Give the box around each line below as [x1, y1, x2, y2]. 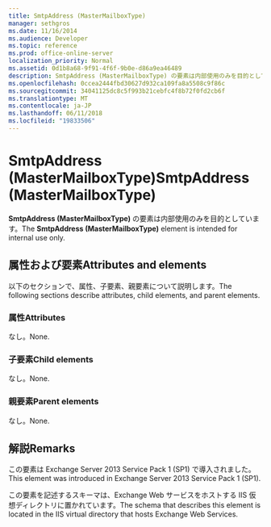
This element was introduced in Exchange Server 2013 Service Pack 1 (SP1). [8, 474, 261, 483]
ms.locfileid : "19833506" [8, 117, 95, 125]
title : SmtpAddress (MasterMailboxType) [8, 11, 147, 20]
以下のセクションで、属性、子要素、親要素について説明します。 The [8, 281, 232, 291]
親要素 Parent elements [8, 396, 99, 408]
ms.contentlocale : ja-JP [8, 102, 92, 110]
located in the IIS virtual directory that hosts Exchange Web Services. [8, 509, 239, 519]
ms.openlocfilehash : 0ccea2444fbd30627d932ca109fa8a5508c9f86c [8, 79, 226, 87]
